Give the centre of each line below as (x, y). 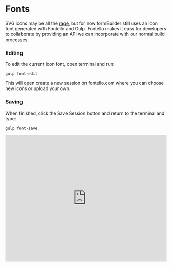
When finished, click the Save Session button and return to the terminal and (85, 113)
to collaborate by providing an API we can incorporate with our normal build (85, 34)
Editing (14, 53)
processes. (17, 40)
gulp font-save (21, 128)
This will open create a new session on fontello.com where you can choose (84, 83)
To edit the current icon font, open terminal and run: (60, 64)
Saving (14, 102)
